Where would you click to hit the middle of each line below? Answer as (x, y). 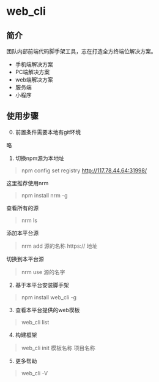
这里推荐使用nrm (28, 183)
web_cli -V (35, 373)
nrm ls (29, 220)
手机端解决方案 (34, 64)
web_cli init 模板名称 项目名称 (58, 348)
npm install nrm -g (45, 195)
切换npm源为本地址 (39, 158)
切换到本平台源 (25, 259)
